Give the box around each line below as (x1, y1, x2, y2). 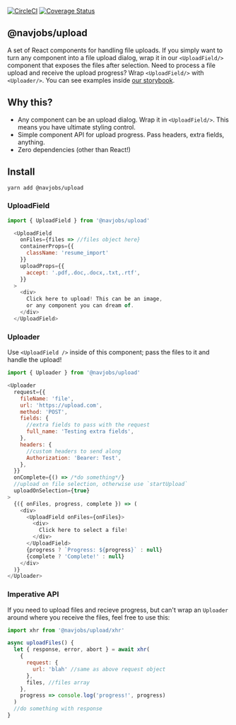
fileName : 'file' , (20, 395, 74, 402)
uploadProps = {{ (20, 262, 65, 269)
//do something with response (13, 705, 102, 712)
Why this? (7, 96, 53, 109)
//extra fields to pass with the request (25, 422, 151, 429)
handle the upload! (7, 356, 62, 364)
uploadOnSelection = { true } (13, 487, 90, 494)
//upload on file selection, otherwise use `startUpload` (13, 481, 189, 488)
